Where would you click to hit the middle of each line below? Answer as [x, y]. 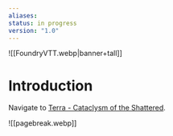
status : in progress [43, 23]
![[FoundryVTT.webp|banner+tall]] [66, 54]
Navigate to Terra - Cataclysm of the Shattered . [87, 108]
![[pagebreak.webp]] [43, 123]
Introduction [51, 86]
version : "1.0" [34, 30]
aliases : [23, 16]
